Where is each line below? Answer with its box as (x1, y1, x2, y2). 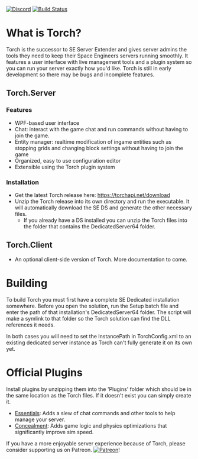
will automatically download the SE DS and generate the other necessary (14, 204, 192, 211)
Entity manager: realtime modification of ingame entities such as (14, 138, 172, 145)
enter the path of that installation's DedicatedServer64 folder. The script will (6, 308, 191, 316)
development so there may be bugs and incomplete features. (6, 71, 155, 78)
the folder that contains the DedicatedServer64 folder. (23, 222, 155, 230)
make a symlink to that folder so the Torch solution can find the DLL (6, 315, 171, 322)
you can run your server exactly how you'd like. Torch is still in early (6, 64, 171, 72)
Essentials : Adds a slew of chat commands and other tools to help (14, 409, 176, 416)
